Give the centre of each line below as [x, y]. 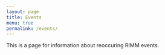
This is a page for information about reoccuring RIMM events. [83, 45]
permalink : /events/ [32, 28]
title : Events [24, 17]
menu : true [20, 23]
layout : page [23, 12]
